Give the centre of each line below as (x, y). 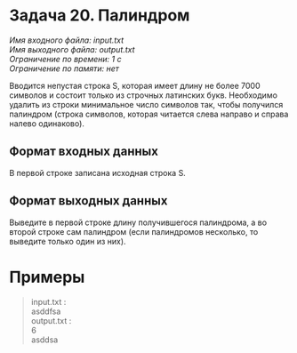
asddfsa (46, 311)
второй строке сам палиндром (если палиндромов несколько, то (134, 231)
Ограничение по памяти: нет (64, 68)
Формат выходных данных (88, 201)
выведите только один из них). (68, 241)
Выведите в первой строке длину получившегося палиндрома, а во (138, 222)
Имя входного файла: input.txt (67, 40)
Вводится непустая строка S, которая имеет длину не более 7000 (135, 85)
